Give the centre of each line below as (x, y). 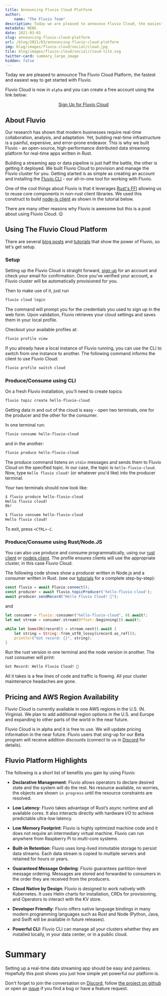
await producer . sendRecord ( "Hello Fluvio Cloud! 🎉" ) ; (62, 597)
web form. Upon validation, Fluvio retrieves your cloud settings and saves (81, 315)
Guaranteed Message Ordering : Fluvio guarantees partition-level (79, 868)
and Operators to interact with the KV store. (57, 899)
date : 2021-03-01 (23, 33)
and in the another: (25, 444)
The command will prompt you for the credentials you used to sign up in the (83, 309)
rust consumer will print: (30, 657)
